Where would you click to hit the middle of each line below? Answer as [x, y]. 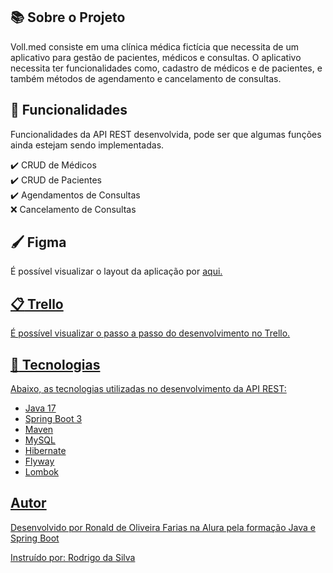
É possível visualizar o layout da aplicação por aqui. [116, 271]
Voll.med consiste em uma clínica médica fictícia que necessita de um [154, 46]
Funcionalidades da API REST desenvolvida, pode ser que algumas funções [166, 134]
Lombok [42, 472]
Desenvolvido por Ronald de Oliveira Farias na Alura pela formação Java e [163, 527]
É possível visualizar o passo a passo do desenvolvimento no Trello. [150, 333]
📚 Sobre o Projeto [68, 17]
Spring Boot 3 [53, 419]
